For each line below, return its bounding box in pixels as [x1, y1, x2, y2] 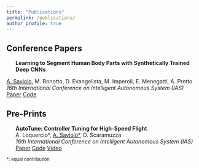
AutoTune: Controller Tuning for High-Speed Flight [15, 125, 147, 132]
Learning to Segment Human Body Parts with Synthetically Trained [15, 59, 190, 67]
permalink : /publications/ [6, 15, 76, 21]
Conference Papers [6, 43, 82, 53]
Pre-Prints [6, 109, 47, 119]
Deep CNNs [15, 66, 46, 74]
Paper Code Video [15, 145, 63, 151]
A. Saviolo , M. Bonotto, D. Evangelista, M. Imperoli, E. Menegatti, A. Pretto [6, 78, 193, 85]
